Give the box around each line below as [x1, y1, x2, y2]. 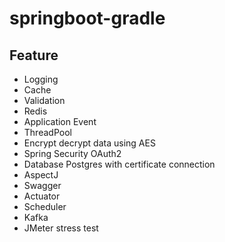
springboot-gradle [9, 7, 166, 30]
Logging [23, 73, 59, 85]
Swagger [23, 180, 62, 191]
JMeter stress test [23, 222, 99, 234]
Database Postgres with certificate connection [23, 158, 216, 170]
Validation [23, 95, 66, 106]
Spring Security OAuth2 [23, 148, 122, 159]
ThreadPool [23, 127, 72, 138]
